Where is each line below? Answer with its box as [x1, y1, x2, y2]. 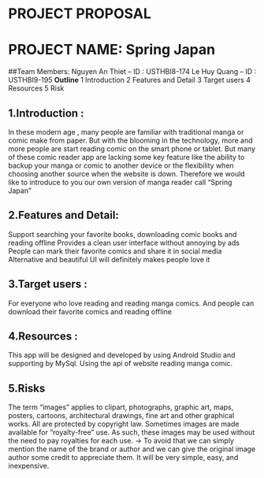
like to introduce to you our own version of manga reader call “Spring [8, 177, 232, 187]
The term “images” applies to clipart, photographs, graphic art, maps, [8, 402, 234, 412]
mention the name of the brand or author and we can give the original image [8, 444, 256, 454]
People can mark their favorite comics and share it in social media [8, 246, 222, 256]
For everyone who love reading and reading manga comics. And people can [8, 298, 255, 308]
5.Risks [8, 381, 46, 395]
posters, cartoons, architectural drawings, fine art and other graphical [8, 411, 235, 421]
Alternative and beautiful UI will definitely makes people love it [8, 254, 210, 264]
